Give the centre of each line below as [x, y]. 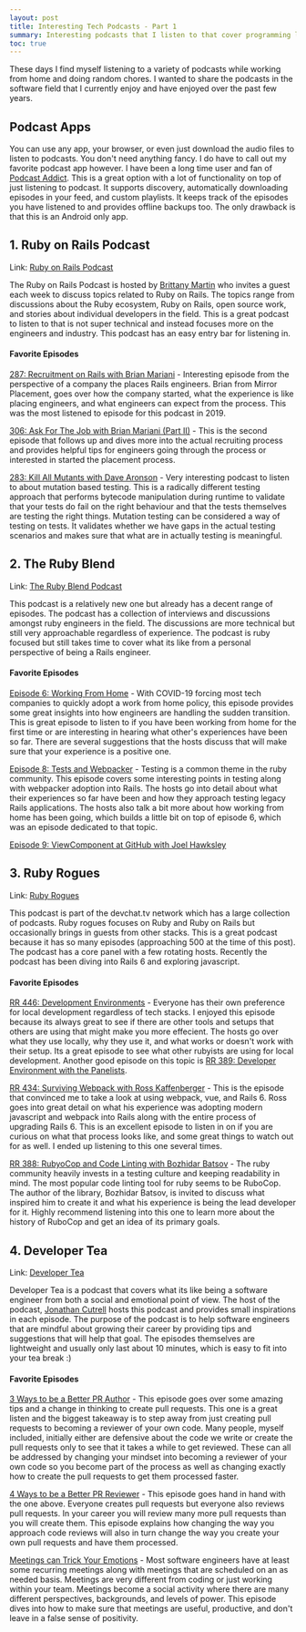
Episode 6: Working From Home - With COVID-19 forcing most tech [135, 693]
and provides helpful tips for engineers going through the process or [138, 450]
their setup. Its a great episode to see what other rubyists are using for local [152, 1051]
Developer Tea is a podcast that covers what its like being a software [139, 1289]
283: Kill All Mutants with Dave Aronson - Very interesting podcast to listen [149, 477]
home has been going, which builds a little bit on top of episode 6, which [146, 817]
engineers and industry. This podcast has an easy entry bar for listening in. [150, 333]
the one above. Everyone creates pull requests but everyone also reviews [147, 1504]
